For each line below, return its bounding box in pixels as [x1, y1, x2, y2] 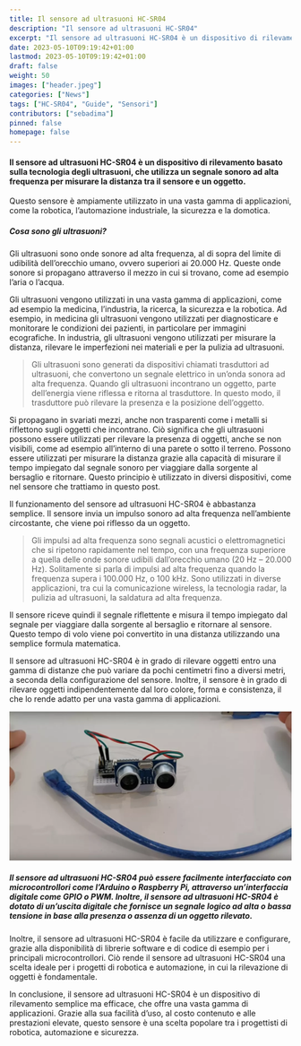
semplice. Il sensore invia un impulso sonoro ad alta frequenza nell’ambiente [9, 508, 291, 519]
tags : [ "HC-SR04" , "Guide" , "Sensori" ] [9, 99, 159, 108]
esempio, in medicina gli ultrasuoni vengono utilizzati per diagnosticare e [9, 314, 279, 324]
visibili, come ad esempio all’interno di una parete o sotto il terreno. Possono [9, 444, 291, 454]
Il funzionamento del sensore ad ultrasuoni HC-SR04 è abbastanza [9, 498, 257, 510]
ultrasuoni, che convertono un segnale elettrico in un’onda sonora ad [30, 368, 286, 380]
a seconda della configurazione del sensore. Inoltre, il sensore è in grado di [9, 675, 288, 686]
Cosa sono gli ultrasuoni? [9, 225, 107, 237]
